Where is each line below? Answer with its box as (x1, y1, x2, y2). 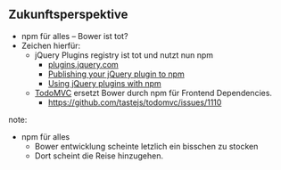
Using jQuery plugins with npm (47, 77, 161, 88)
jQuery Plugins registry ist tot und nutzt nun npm (34, 49, 214, 61)
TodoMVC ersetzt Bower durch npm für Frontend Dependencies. (34, 87, 273, 98)
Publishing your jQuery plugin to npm (47, 69, 185, 79)
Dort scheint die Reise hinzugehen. (34, 150, 164, 161)
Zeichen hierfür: (21, 40, 81, 51)
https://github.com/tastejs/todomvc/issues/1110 (47, 97, 222, 108)
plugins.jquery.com (47, 59, 120, 69)
